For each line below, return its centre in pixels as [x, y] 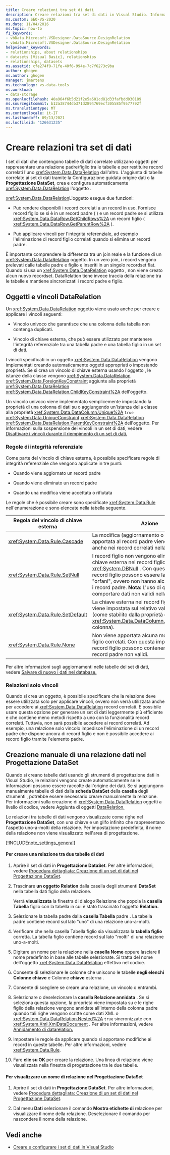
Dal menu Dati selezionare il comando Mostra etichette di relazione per [88, 1109]
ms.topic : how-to [24, 29]
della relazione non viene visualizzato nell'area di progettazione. [72, 833]
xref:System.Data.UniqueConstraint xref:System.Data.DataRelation [75, 418]
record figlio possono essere [126, 575]
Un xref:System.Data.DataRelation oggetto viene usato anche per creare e [83, 309]
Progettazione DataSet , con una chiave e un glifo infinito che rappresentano [85, 822]
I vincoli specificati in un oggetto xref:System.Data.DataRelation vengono [82, 360]
